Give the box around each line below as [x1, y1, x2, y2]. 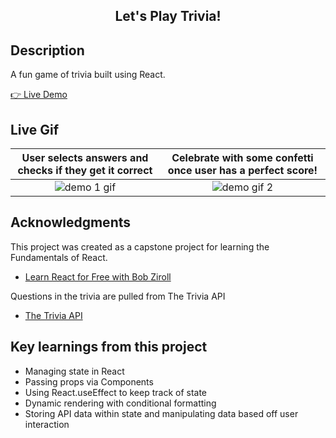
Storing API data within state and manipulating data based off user [24, 407, 299, 419]
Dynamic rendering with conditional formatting [24, 397, 217, 409]
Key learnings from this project [10, 339, 208, 356]
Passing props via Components [24, 375, 154, 388]
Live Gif [10, 121, 60, 138]
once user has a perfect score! [167, 164, 318, 178]
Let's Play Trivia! [114, 8, 222, 25]
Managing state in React [24, 365, 125, 377]
